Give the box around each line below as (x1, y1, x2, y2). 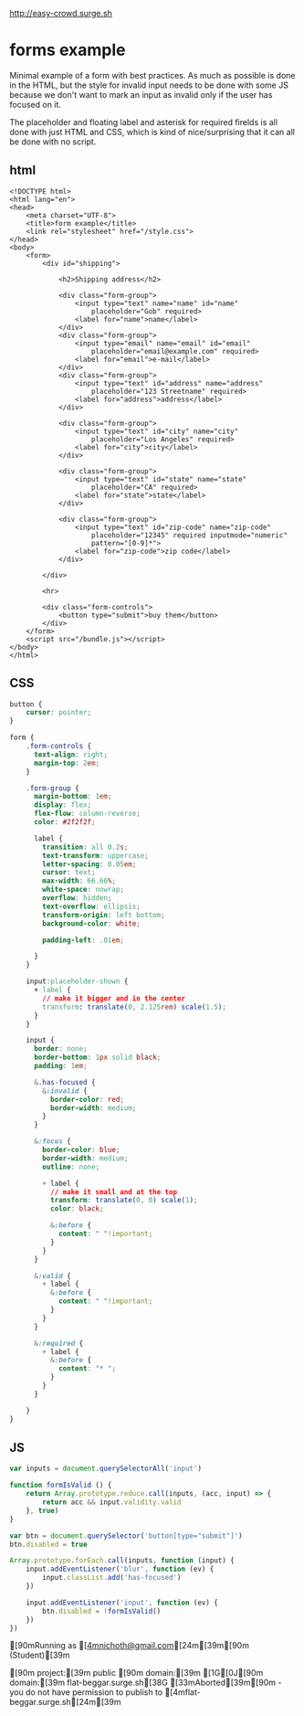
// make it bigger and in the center (42, 993, 185, 1003)
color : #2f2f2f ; (33, 818, 96, 827)
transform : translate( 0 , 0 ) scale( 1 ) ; (49, 1196, 198, 1205)
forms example (9, 40, 126, 60)
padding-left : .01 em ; (42, 936, 125, 945)
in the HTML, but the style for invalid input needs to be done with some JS (9, 79, 289, 90)
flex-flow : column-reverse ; (33, 809, 142, 819)
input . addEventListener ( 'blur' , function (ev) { (26, 1564, 215, 1574)
